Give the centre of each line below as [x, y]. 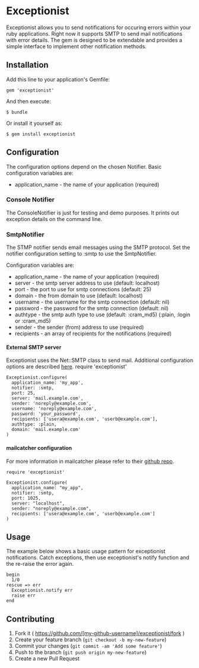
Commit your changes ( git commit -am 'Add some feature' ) [88, 646]
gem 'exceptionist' [30, 90]
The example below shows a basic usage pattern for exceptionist [86, 552]
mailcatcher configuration [39, 448]
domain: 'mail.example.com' [46, 430]
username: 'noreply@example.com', [54, 409]
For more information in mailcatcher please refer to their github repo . [90, 461]
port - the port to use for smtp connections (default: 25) [83, 289]
